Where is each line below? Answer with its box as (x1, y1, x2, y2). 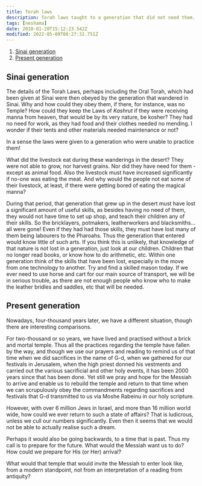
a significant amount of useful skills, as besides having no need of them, (6, 206, 186, 213)
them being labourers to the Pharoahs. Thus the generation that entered (6, 232, 185, 239)
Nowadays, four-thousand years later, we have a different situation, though (6, 316, 192, 324)
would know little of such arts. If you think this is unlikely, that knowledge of (6, 238, 194, 245)
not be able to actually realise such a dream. (6, 423, 116, 430)
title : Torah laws (6, 8, 52, 15)
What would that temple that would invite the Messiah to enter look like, (6, 459, 184, 467)
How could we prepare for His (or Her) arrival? (6, 448, 122, 455)
